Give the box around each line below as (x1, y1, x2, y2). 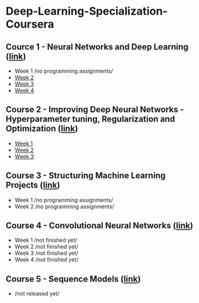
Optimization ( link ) (5, 123, 79, 134)
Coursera (5, 17, 54, 31)
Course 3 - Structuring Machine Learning (5, 170, 166, 181)
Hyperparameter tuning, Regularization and (5, 114, 175, 125)
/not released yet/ (14, 290, 60, 298)
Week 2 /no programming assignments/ (14, 203, 114, 210)
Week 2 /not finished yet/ (14, 243, 79, 250)
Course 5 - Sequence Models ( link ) (5, 274, 141, 284)
